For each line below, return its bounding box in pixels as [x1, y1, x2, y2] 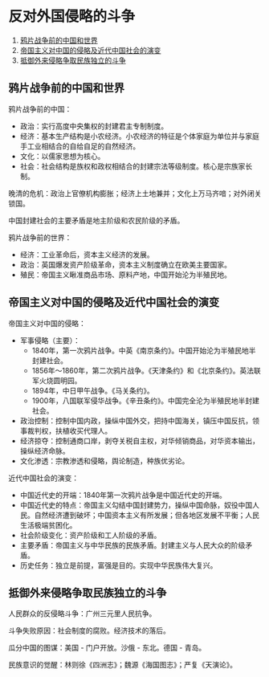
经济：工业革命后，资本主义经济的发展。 [19, 250, 154, 259]
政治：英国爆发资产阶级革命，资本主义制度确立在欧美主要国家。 [19, 259, 231, 269]
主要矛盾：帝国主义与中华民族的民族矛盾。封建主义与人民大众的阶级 [19, 540, 246, 550]
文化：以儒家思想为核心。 [19, 151, 105, 161]
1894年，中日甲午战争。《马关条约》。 [31, 385, 154, 395]
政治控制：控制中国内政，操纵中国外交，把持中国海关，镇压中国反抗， [19, 415, 253, 426]
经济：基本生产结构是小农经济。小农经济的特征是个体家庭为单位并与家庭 [19, 131, 259, 141]
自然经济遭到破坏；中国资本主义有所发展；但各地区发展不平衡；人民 [34, 510, 259, 520]
